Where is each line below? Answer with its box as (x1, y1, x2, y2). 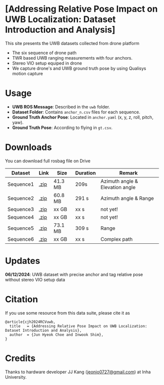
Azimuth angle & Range (101, 194, 154, 201)
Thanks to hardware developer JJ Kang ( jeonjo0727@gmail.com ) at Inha (5, 369, 151, 375)
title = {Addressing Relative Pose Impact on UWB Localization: (9, 323, 147, 328)
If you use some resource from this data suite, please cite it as (5, 310, 130, 316)
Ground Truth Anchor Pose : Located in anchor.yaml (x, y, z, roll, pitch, (12, 114, 154, 120)
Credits (5, 353, 36, 364)
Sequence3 (7, 206, 34, 213)
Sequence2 (7, 194, 34, 201)
